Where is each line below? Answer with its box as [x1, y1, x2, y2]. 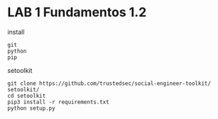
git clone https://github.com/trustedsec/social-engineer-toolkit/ [7, 79, 212, 87]
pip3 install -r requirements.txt [7, 98, 110, 106]
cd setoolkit [7, 92, 46, 99]
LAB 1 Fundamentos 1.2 [7, 4, 147, 21]
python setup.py [7, 104, 55, 112]
